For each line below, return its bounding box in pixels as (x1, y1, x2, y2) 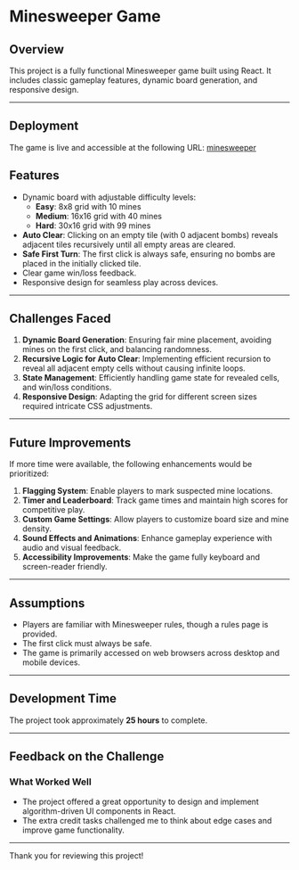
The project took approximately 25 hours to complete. (9, 715, 208, 726)
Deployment (9, 119, 79, 134)
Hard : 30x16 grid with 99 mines (35, 220, 151, 231)
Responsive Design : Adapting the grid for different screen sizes (21, 391, 258, 402)
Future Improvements (9, 435, 132, 450)
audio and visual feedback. (21, 542, 122, 554)
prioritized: (9, 468, 49, 479)
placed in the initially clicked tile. (21, 258, 141, 268)
